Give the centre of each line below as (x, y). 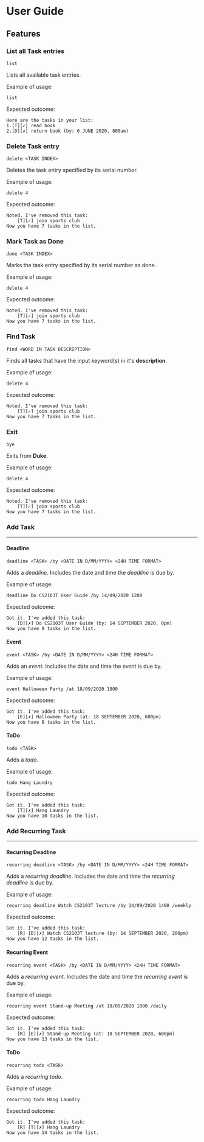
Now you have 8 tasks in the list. (51, 722)
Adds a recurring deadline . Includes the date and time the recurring (90, 876)
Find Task (21, 337)
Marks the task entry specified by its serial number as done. (81, 265)
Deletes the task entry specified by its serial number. (72, 170)
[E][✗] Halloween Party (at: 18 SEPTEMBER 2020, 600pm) (90, 716)
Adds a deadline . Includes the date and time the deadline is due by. (90, 572)
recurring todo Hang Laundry (43, 1099)
